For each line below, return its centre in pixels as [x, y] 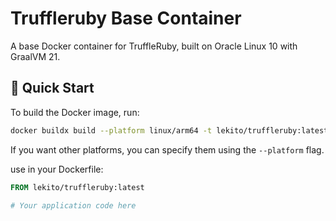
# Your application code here [73, 205]
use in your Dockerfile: [57, 169]
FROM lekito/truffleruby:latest [77, 187]
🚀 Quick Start [52, 88]
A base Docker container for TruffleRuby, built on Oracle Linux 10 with [154, 46]
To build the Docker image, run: [75, 112]
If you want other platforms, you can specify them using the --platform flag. [167, 149]
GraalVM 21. [35, 56]
